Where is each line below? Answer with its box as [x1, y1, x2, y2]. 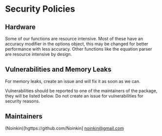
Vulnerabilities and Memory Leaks [5, 65, 112, 74]
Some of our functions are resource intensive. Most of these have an [5, 36, 143, 41]
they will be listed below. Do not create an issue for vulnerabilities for [5, 93, 143, 98]
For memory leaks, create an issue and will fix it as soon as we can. [5, 78, 141, 84]
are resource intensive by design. [5, 51, 72, 57]
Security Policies [5, 3, 76, 15]
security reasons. [5, 98, 40, 104]
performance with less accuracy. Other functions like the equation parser [5, 46, 152, 52]
